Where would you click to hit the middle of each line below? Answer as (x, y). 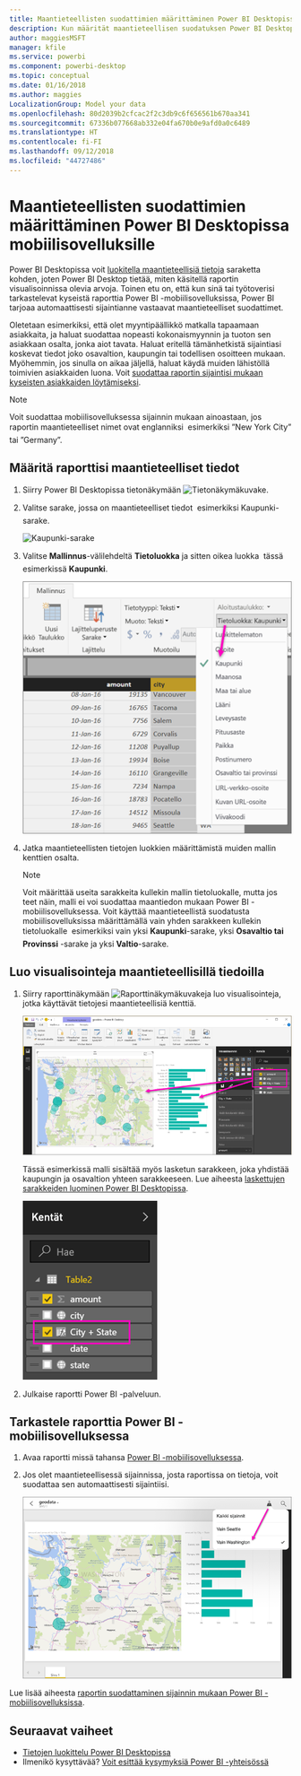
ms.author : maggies (46, 94)
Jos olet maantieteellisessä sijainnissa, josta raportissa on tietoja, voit (150, 1475)
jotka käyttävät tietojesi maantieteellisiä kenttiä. (109, 1003)
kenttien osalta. (51, 858)
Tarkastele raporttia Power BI (92, 1422)
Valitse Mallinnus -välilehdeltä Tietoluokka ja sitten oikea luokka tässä (153, 555)
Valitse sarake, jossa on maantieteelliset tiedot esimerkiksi (130, 508)
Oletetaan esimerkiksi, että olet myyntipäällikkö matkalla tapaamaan (134, 325)
